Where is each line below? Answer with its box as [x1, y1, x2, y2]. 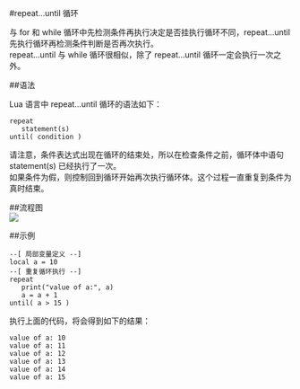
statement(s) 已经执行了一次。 [9, 161, 122, 171]
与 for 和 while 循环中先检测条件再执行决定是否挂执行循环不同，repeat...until [9, 27, 291, 38]
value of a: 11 [9, 341, 66, 350]
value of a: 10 [9, 333, 66, 342]
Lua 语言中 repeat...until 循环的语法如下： [9, 99, 163, 110]
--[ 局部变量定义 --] [9, 250, 82, 259]
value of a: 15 [9, 373, 66, 382]
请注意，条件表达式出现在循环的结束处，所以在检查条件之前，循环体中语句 [9, 149, 284, 160]
